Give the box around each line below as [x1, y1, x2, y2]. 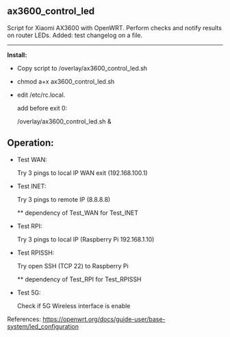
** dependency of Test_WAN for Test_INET [16, 209, 139, 217]
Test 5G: [16, 288, 41, 297]
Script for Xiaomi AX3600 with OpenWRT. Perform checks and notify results [7, 23, 222, 32]
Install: [7, 51, 27, 59]
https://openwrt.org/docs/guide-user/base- [42, 315, 166, 323]
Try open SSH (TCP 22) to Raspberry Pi [16, 262, 129, 270]
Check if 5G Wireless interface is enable [16, 301, 131, 310]
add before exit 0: [16, 104, 68, 112]
